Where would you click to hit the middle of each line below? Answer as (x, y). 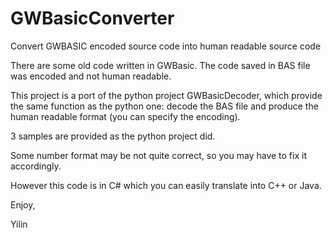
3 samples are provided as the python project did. (113, 136)
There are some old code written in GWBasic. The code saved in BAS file (160, 65)
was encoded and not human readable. (91, 76)
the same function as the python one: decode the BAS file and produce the (164, 106)
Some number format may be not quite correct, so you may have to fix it (158, 155)
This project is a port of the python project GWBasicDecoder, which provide (166, 95)
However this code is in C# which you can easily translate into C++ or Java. (166, 185)
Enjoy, (23, 204)
